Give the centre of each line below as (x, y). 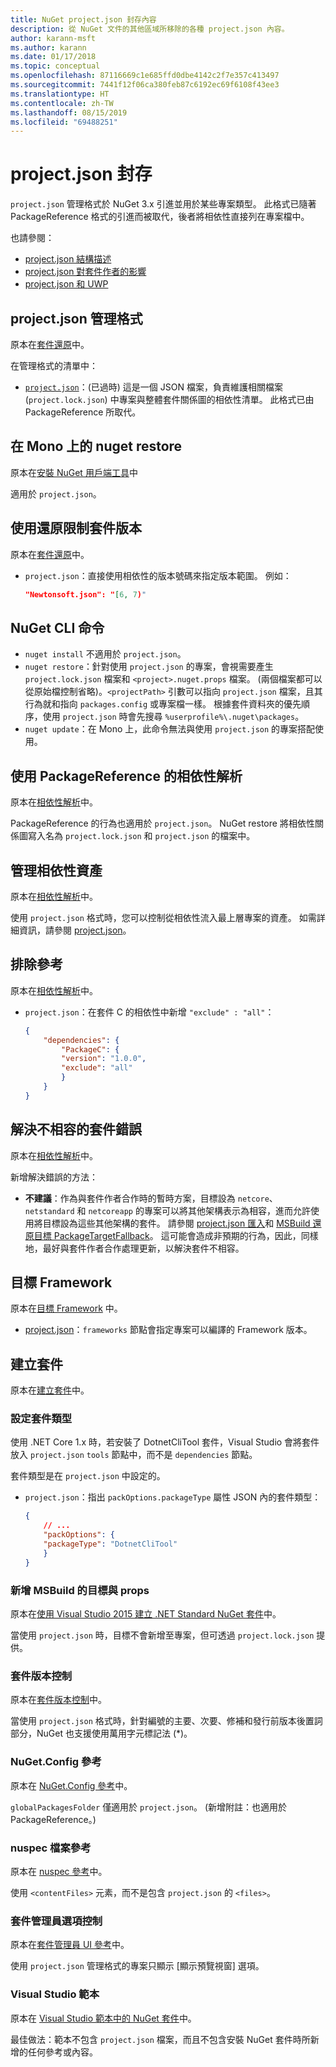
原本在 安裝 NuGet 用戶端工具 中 (74, 472)
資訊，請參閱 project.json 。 (75, 930)
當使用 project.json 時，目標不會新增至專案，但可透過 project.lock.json (162, 1635)
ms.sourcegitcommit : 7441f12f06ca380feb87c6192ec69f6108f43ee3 (145, 85)
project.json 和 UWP (66, 284)
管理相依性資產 (56, 870)
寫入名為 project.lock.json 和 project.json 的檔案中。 (141, 836)
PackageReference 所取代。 (83, 412)
